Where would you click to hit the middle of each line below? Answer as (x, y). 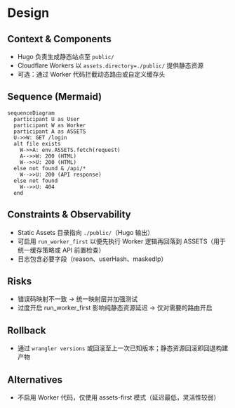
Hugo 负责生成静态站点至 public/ (66, 57)
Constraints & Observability (69, 215)
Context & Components (59, 39)
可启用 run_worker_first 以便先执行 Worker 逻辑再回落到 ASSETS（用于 (121, 241)
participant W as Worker (50, 125)
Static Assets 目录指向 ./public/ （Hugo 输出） (86, 232)
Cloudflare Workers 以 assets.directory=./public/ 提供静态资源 (110, 65)
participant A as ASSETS (50, 132)
